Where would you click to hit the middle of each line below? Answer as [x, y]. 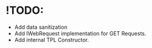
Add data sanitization [41, 27]
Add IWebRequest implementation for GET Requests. [80, 33]
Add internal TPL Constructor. [51, 40]
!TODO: [25, 10]
